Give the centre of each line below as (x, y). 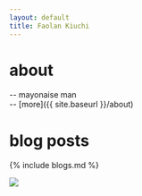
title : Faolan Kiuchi (50, 26)
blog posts (49, 141)
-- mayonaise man (43, 95)
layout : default (39, 17)
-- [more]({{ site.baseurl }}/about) (71, 105)
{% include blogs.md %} (54, 166)
